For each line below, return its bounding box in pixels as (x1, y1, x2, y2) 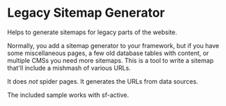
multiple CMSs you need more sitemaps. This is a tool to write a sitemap (7, 56, 214, 64)
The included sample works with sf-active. (7, 91, 129, 99)
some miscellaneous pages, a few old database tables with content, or (7, 49, 209, 57)
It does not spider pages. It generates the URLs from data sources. (7, 77, 198, 85)
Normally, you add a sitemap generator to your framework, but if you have (7, 41, 220, 50)
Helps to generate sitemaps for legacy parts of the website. (7, 28, 177, 36)
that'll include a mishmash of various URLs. (7, 63, 131, 72)
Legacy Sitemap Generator (7, 5, 166, 21)
